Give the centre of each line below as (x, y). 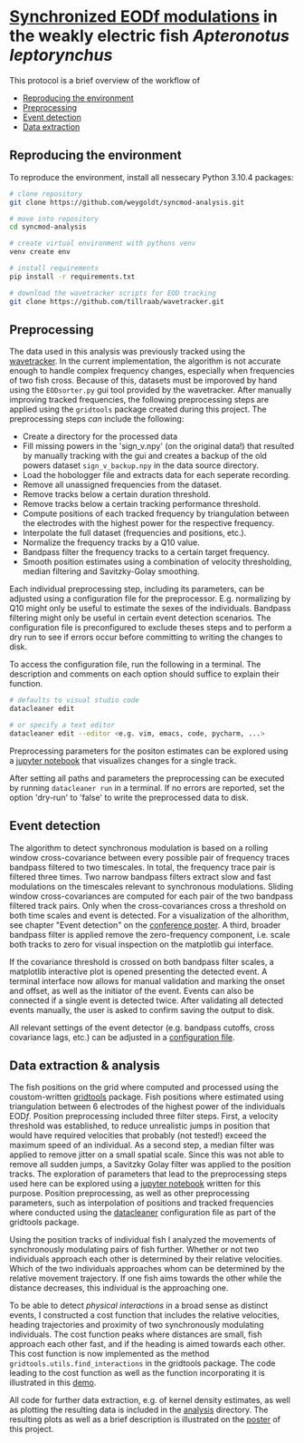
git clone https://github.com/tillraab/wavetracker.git (117, 301)
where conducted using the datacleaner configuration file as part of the (142, 1213)
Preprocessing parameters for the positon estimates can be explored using (149, 751)
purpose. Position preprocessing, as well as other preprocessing (130, 1194)
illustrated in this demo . (53, 1383)
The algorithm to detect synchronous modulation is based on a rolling (139, 848)
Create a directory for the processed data (100, 436)
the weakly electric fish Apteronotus (149, 36)
